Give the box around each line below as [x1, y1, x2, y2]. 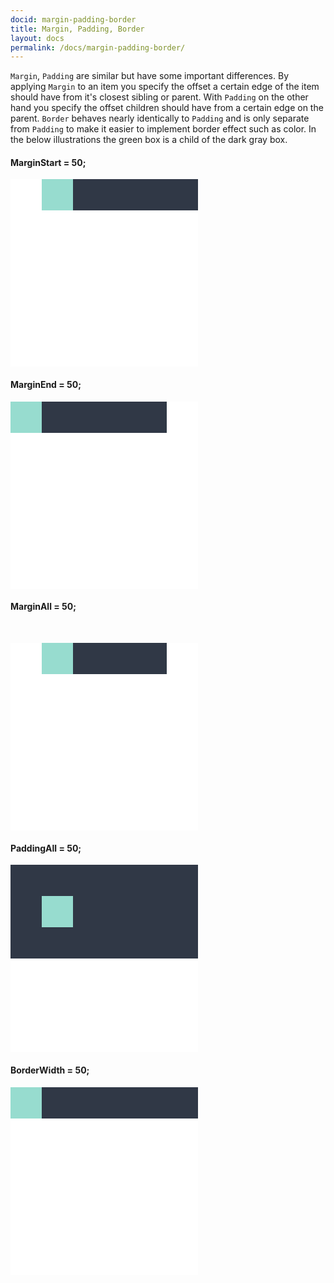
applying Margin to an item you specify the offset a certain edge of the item [10, 81, 320, 93]
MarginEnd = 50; [10, 379, 82, 391]
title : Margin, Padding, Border [10, 24, 145, 34]
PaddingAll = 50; [10, 842, 82, 854]
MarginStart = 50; [10, 156, 87, 168]
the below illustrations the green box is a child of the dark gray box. [10, 134, 288, 146]
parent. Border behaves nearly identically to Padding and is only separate [10, 112, 310, 125]
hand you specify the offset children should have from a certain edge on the [10, 102, 324, 114]
